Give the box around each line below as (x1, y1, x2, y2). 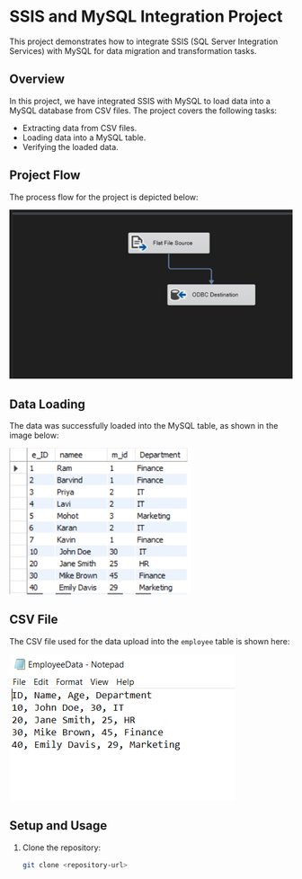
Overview (9, 72, 66, 87)
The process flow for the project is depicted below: (9, 191, 200, 202)
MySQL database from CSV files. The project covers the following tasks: (9, 105, 277, 116)
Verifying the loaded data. (22, 141, 119, 152)
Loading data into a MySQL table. (22, 132, 147, 143)
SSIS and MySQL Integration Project (9, 6, 283, 27)
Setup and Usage (9, 818, 108, 833)
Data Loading (9, 396, 85, 412)
